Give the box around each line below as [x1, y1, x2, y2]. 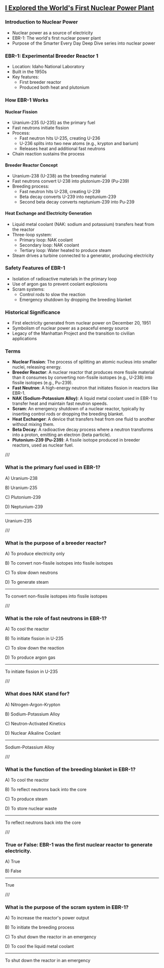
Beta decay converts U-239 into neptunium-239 [19, 194, 116, 200]
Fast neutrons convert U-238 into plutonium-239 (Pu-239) [12, 178, 129, 184]
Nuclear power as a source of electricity [12, 29, 93, 36]
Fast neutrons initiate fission [12, 125, 69, 131]
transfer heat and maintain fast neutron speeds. [12, 400, 108, 406]
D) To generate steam [5, 579, 49, 585]
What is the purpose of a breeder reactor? [5, 539, 106, 546]
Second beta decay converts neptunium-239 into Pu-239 [19, 199, 135, 205]
